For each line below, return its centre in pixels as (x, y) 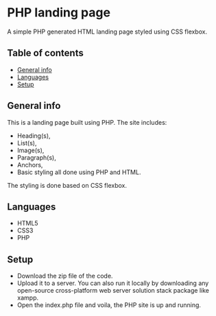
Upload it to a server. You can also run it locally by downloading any (113, 283)
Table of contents (45, 53)
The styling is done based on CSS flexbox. (67, 185)
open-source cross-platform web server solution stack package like (113, 291)
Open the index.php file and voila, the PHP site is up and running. (109, 305)
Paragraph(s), (36, 157)
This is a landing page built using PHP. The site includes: (87, 122)
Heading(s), (34, 136)
